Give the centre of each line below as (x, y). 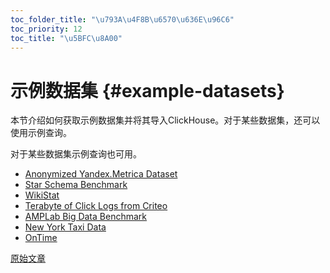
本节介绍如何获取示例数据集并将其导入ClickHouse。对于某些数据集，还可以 (165, 120)
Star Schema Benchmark (76, 185)
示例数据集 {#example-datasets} (147, 90)
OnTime (41, 238)
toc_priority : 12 (46, 29)
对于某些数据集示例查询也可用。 (76, 154)
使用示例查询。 (41, 133)
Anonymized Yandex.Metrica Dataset (101, 174)
